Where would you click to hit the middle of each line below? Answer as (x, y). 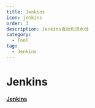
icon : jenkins (25, 18)
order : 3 (17, 23)
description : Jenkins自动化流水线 (47, 29)
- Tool (20, 40)
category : (19, 35)
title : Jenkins (26, 12)
